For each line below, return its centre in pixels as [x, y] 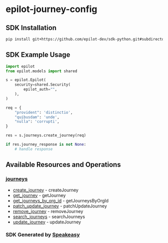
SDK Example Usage [38, 55]
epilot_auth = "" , [40, 89]
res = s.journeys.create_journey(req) [46, 136]
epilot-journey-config [52, 9]
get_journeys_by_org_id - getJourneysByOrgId [61, 200]
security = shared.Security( [43, 85]
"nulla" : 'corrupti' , [37, 122]
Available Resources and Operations [63, 165]
